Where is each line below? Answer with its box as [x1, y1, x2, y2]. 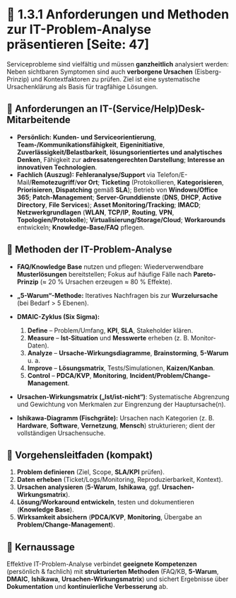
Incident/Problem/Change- [129, 371, 211, 379]
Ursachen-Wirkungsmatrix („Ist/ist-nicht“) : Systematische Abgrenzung [16, 392, 230, 401]
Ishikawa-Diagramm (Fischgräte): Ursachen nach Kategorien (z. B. [16, 413, 215, 422]
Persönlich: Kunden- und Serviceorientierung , [16, 132, 157, 141]
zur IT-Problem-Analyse [6, 21, 152, 38]
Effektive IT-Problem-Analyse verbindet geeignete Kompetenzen [6, 560, 197, 568]
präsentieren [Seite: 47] [6, 37, 150, 52]
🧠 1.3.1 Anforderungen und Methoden [6, 6, 230, 23]
